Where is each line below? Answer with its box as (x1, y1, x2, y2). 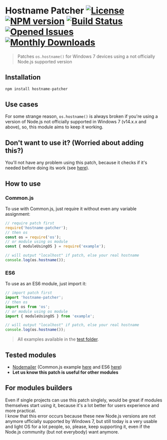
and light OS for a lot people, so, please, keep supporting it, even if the (5, 424, 151, 430)
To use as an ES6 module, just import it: (5, 281, 87, 287)
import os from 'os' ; (5, 304, 50, 309)
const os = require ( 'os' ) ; (5, 235, 61, 240)
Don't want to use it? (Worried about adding (5, 138, 144, 147)
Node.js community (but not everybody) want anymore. (5, 429, 119, 435)
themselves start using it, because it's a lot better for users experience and (5, 402, 160, 408)
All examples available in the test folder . (17, 336, 99, 342)
